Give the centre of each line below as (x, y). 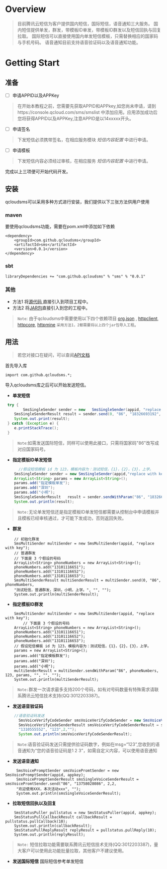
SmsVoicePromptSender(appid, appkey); (45, 775)
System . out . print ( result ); (42, 419)
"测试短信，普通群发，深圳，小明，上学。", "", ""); (63, 590)
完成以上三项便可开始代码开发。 (38, 172)
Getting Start (32, 63)
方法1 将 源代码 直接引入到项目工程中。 (51, 301)
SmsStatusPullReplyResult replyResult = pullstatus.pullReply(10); (85, 830)
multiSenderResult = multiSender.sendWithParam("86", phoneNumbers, (86, 671)
